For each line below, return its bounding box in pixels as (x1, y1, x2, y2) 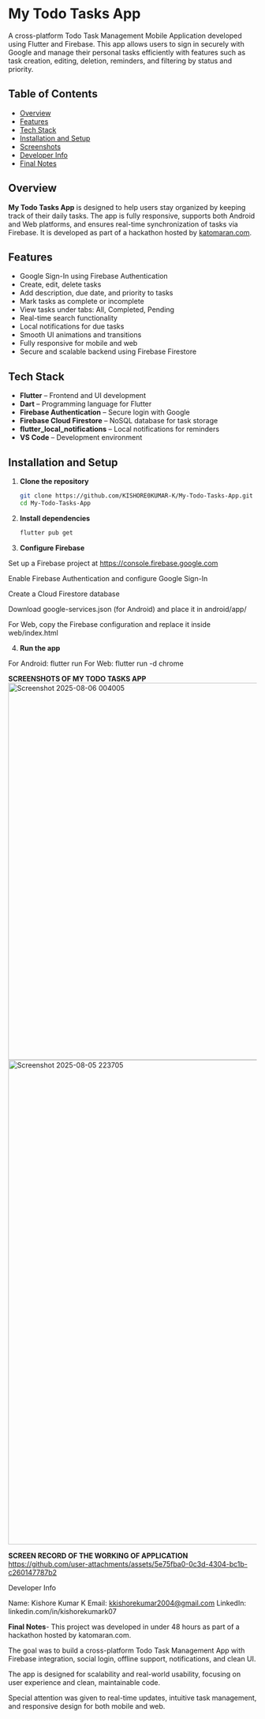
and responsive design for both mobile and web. (8, 1701, 166, 1710)
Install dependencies (19, 513, 91, 523)
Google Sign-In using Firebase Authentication (19, 272, 168, 281)
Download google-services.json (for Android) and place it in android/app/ (8, 604, 247, 614)
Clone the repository (19, 477, 89, 486)
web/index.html (8, 628, 59, 637)
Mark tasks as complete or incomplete (19, 297, 144, 306)
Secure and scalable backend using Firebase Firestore (19, 347, 197, 356)
